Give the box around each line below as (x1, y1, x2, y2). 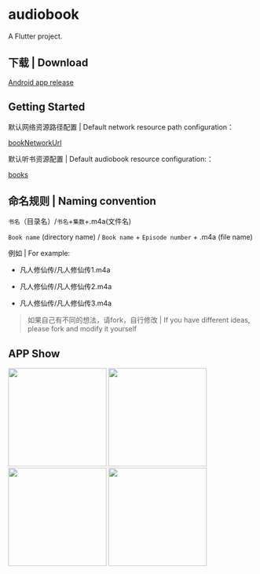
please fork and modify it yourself (27, 324, 137, 334)
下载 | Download (8, 57, 89, 70)
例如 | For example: (8, 249, 71, 258)
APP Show (8, 347, 60, 360)
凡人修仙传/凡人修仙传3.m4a (19, 298, 112, 308)
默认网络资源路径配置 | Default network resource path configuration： (8, 122, 234, 131)
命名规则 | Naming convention (8, 194, 157, 207)
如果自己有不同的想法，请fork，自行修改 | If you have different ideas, (27, 316, 251, 325)
